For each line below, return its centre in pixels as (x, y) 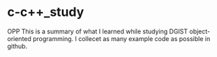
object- (200, 31)
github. (17, 46)
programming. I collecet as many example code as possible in (121, 38)
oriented (19, 38)
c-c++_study (46, 12)
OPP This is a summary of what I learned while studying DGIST (98, 31)
